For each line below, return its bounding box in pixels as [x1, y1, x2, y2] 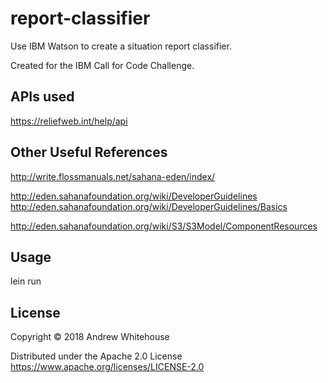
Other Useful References [10, 144, 168, 161]
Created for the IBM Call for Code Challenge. [10, 59, 195, 71]
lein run [10, 275, 42, 287]
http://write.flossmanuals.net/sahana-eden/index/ [10, 170, 216, 182]
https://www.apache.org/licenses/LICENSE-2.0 [10, 361, 205, 373]
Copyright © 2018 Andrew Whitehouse [10, 331, 170, 343]
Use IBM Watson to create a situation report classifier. [10, 40, 232, 52]
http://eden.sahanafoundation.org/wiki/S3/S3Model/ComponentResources [10, 220, 318, 232]
